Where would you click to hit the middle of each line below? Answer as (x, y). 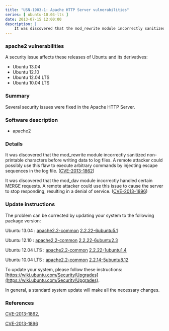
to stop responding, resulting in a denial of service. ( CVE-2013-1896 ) (76, 191)
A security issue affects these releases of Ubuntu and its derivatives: (76, 57)
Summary (18, 96)
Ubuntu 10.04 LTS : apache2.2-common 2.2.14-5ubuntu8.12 (67, 260)
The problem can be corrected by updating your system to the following (80, 215)
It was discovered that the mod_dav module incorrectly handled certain (79, 181)
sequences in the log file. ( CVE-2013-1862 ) (50, 171)
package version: (23, 221)
